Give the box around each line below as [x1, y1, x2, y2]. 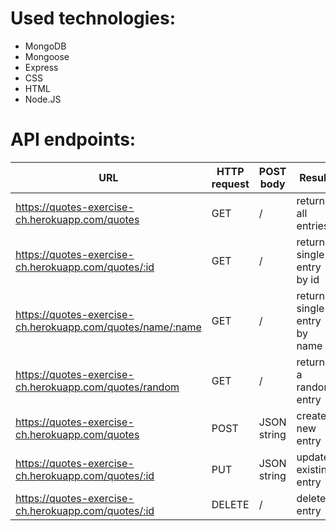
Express [24, 61, 59, 73]
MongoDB [24, 40, 67, 52]
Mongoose [24, 50, 70, 62]
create [296, 408, 327, 422]
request [211, 177, 250, 191]
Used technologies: [10, 7, 177, 30]
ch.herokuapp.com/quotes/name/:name [15, 320, 202, 334]
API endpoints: [10, 128, 137, 151]
